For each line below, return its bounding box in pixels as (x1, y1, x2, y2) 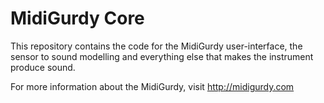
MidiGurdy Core (10, 7, 145, 30)
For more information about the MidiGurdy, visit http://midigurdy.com (10, 80, 295, 92)
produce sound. (10, 61, 76, 73)
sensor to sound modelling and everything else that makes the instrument (10, 50, 314, 62)
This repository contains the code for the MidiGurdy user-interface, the (10, 40, 303, 52)
